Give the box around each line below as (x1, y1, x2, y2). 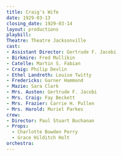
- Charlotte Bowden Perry (12, 129, 78, 135)
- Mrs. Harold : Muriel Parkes (6, 106, 84, 112)
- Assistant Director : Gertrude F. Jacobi (6, 49, 116, 55)
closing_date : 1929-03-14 (6, 20, 72, 26)
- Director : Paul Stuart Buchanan (6, 117, 95, 123)
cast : (6, 44, 20, 50)
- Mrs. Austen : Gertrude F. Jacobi (6, 89, 97, 95)
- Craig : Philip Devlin (6, 66, 67, 72)
